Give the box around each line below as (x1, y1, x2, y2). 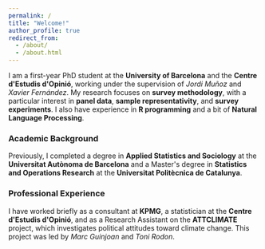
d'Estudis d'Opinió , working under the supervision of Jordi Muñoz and (8, 79, 242, 89)
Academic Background (8, 132, 99, 144)
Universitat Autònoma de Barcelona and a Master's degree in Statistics (8, 160, 247, 169)
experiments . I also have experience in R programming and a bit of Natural (8, 105, 258, 114)
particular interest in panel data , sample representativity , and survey (8, 97, 239, 105)
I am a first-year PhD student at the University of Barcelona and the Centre (8, 71, 258, 80)
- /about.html (15, 49, 62, 57)
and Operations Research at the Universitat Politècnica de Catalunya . (8, 168, 243, 178)
